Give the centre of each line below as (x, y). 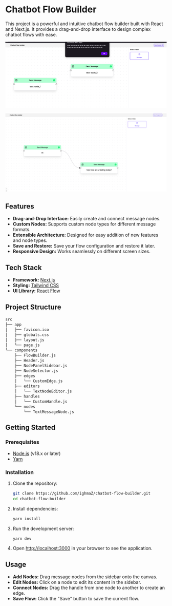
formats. (21, 230)
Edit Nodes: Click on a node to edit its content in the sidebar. (77, 582)
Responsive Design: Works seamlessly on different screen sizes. (82, 251)
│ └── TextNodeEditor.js (43, 391)
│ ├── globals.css (27, 335)
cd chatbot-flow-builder (39, 499)
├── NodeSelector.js (36, 371)
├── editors (27, 386)
